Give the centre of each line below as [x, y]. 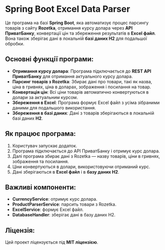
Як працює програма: [41, 134]
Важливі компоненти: [41, 187]
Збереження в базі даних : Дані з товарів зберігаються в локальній [83, 113]
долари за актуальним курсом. [45, 97]
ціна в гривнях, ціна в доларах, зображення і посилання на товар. [82, 87]
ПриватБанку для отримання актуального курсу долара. [72, 76]
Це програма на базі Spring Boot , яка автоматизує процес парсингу [77, 23]
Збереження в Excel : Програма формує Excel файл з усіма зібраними [86, 103]
